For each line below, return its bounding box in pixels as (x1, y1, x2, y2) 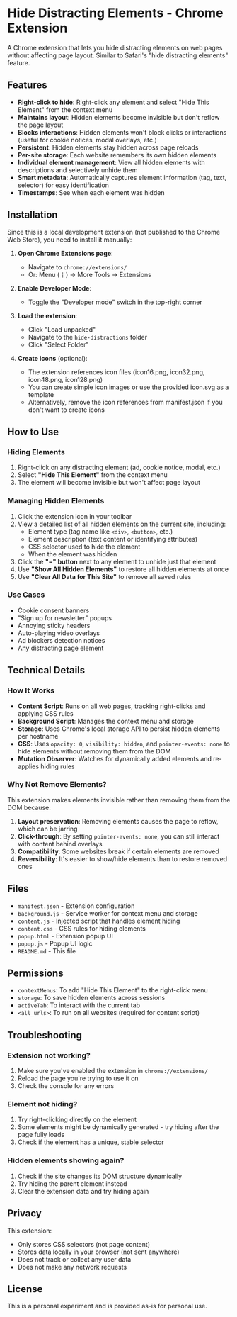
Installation (7, 209, 58, 221)
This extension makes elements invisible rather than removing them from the (7, 795, 231, 804)
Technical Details (7, 664, 86, 676)
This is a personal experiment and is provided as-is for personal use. (7, 1302, 207, 1311)
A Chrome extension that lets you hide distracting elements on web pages (7, 43, 223, 52)
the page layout (17, 121, 64, 129)
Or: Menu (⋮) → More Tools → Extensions (28, 270, 152, 279)
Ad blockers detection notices (17, 636, 105, 644)
